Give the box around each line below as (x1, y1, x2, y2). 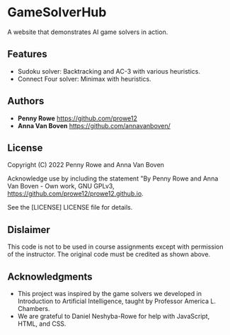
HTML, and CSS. (17, 319, 67, 328)
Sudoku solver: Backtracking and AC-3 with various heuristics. (17, 67, 200, 75)
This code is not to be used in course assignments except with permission (7, 242, 224, 251)
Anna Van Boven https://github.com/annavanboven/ (17, 121, 171, 130)
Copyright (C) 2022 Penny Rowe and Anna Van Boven (7, 161, 165, 169)
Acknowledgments (7, 271, 93, 283)
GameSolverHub (7, 4, 107, 21)
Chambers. (17, 305, 50, 312)
